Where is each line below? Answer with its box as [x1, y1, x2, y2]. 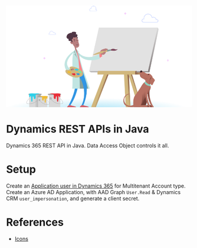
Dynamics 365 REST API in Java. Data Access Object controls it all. [6, 141, 169, 149]
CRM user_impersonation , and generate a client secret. [6, 195, 140, 202]
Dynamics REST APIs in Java [6, 123, 149, 136]
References [6, 215, 64, 229]
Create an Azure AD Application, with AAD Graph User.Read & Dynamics [6, 188, 181, 195]
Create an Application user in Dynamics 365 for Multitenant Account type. [6, 182, 186, 189]
